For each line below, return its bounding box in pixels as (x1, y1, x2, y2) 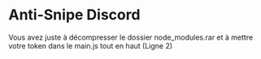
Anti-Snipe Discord (8, 6, 141, 24)
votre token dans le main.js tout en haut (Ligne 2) (8, 40, 173, 50)
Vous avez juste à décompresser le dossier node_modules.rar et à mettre (8, 32, 254, 42)
